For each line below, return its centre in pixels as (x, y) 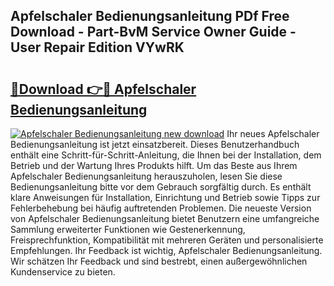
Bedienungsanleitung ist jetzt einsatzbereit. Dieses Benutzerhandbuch (155, 144)
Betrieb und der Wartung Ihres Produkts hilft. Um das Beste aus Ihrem (154, 165)
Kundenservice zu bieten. (63, 272)
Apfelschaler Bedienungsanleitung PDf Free (150, 16)
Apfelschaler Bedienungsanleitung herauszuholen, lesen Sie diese (146, 176)
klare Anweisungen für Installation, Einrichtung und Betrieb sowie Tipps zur (165, 197)
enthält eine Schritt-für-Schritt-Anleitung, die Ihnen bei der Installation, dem (166, 155)
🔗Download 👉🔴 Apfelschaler (103, 89)
